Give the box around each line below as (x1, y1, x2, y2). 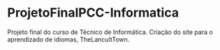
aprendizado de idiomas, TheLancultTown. (7, 35, 130, 43)
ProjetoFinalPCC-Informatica (7, 5, 179, 21)
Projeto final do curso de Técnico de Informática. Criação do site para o (7, 28, 213, 36)
